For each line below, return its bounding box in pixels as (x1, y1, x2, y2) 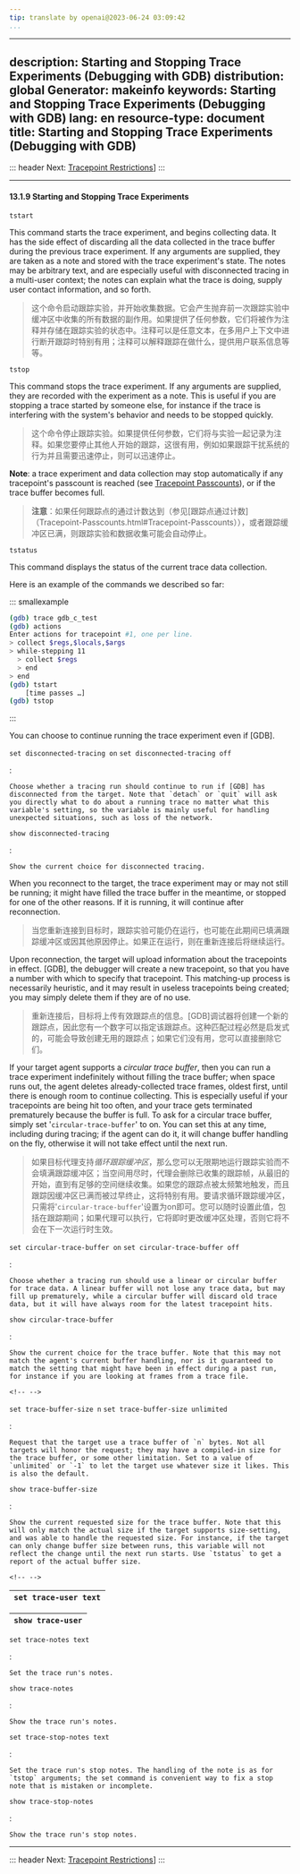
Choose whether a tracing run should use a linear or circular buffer (9, 1277, 278, 1286)
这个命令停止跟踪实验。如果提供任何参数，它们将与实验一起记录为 (30, 427, 274, 439)
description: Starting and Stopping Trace (9, 55, 242, 70)
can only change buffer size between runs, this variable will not (9, 1542, 266, 1551)
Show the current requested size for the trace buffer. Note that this (9, 1519, 281, 1527)
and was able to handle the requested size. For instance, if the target (9, 1534, 290, 1543)
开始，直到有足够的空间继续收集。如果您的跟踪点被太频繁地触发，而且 (30, 1179, 290, 1190)
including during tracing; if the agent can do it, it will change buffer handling (9, 1129, 288, 1140)
